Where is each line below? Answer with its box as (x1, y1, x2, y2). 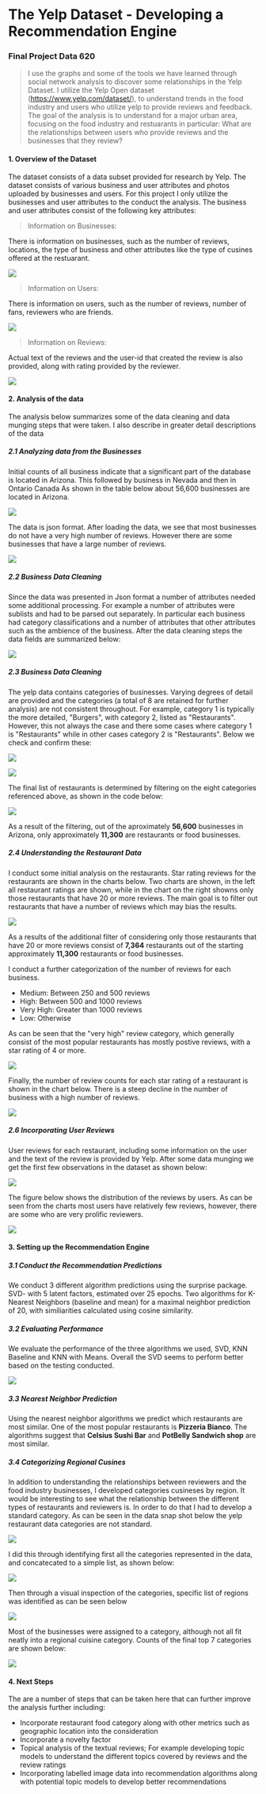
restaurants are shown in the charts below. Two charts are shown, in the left (8, 876, 256, 886)
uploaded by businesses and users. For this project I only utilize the (8, 189, 228, 198)
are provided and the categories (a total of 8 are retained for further (8, 695, 230, 705)
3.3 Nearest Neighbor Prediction (8, 1394, 117, 1403)
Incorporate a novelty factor (19, 1735, 112, 1745)
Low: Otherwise (19, 1013, 71, 1023)
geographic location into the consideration (19, 1727, 158, 1736)
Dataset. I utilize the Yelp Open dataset (27, 86, 154, 95)
